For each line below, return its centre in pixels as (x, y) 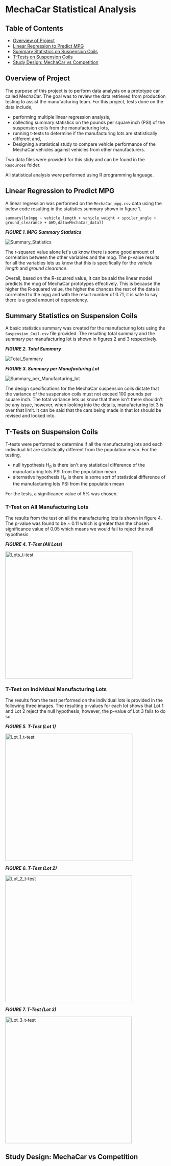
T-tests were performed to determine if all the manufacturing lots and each (84, 444)
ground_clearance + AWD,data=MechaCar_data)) (54, 223)
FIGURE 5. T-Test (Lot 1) (31, 727)
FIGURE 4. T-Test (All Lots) (34, 544)
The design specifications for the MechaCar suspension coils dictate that (82, 389)
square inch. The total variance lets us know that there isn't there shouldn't (84, 400)
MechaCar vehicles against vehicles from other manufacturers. (79, 149)
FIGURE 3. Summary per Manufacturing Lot (52, 369)
